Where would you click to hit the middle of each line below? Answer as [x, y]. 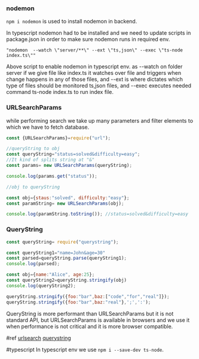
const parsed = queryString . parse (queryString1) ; [67, 258]
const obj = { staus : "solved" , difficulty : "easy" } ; [68, 198]
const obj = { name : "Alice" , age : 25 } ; [50, 275]
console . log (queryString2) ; [41, 285]
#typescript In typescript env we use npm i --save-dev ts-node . [85, 349]
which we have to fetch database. [48, 127]
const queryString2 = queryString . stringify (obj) [67, 280]
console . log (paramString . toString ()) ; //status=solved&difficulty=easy [97, 214]
